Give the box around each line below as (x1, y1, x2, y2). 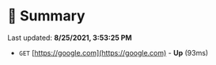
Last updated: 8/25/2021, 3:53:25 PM (7, 33, 132, 42)
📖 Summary (7, 7, 85, 25)
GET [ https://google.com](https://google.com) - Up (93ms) (18, 48, 209, 57)
